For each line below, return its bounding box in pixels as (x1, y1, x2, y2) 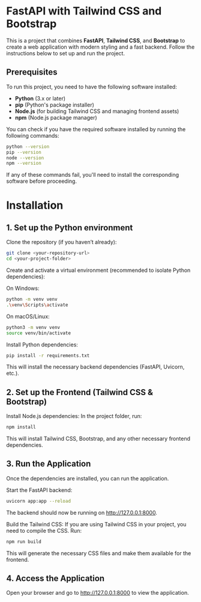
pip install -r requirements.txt (6, 352, 90, 358)
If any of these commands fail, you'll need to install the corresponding (6, 171, 179, 179)
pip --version (6, 149, 42, 155)
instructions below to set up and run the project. (6, 49, 125, 57)
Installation (6, 198, 64, 212)
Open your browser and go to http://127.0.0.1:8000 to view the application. (6, 589, 189, 597)
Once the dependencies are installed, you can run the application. (6, 475, 169, 482)
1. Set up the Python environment (6, 223, 133, 233)
